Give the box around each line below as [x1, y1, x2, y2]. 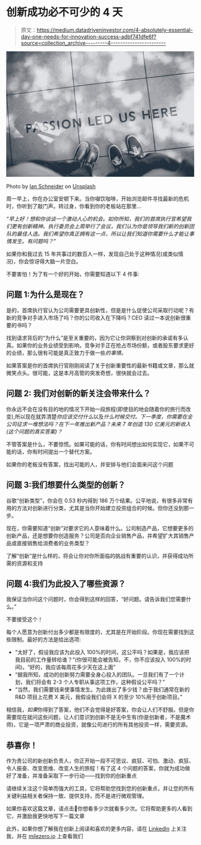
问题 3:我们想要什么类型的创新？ [6, 480, 126, 490]
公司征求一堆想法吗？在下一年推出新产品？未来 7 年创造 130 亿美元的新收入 [6, 420, 191, 428]
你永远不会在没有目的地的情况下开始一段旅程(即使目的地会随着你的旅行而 [6, 405, 186, 413]
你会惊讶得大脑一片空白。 [18, 258, 82, 265]
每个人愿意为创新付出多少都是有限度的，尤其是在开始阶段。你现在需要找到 [6, 628, 189, 636]
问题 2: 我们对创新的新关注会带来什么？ [6, 389, 151, 399]
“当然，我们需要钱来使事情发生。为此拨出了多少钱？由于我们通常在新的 [14, 686, 190, 693]
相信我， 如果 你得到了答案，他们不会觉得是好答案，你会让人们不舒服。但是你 [6, 706, 194, 714]
